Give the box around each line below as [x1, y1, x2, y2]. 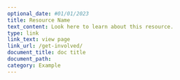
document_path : [7, 56, 52, 63]
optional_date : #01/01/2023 [7, 10, 90, 17]
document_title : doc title [7, 49, 86, 56]
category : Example [7, 62, 61, 69]
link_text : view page [7, 36, 71, 43]
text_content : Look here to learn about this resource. [7, 23, 174, 30]
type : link [7, 29, 39, 37]
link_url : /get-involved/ [7, 42, 83, 49]
